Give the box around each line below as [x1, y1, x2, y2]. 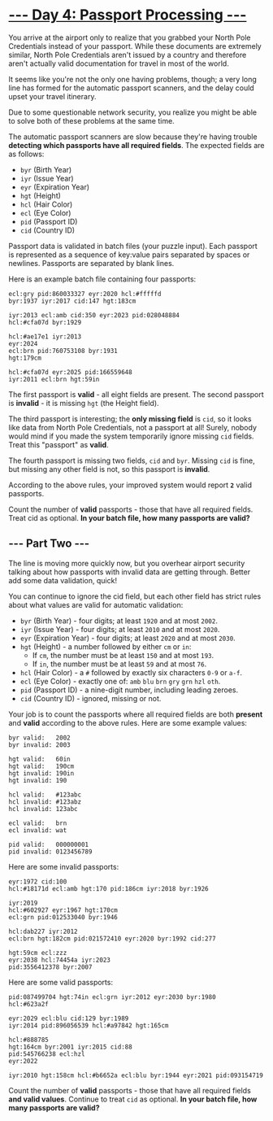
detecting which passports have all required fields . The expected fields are [8, 140, 265, 150]
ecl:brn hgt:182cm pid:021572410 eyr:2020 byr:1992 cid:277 [8, 934, 217, 943]
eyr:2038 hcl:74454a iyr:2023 [8, 956, 111, 964]
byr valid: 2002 [8, 734, 71, 742]
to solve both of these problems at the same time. [8, 116, 175, 125]
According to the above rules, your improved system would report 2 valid [8, 480, 252, 490]
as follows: [8, 149, 45, 159]
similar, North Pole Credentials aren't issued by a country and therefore [8, 50, 247, 59]
